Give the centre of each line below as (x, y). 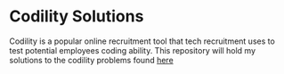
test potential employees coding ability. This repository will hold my (133, 50)
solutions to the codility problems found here (91, 60)
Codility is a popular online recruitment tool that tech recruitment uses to (142, 41)
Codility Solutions (77, 16)
